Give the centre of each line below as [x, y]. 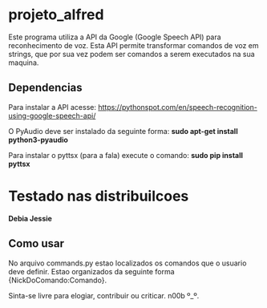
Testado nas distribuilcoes [99, 196]
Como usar [36, 243]
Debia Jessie [30, 218]
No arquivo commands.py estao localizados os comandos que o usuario [127, 263]
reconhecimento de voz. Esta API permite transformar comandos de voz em [133, 45]
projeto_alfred [56, 15]
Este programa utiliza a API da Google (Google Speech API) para [115, 37]
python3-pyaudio [38, 140]
